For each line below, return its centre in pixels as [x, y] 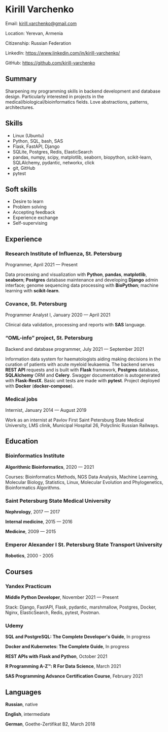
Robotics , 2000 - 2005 [29, 556]
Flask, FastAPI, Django [36, 146]
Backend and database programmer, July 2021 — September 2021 [75, 349]
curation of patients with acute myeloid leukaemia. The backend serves [80, 364]
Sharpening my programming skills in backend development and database [83, 91]
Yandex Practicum [28, 586]
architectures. [20, 107]
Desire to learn [28, 201]
